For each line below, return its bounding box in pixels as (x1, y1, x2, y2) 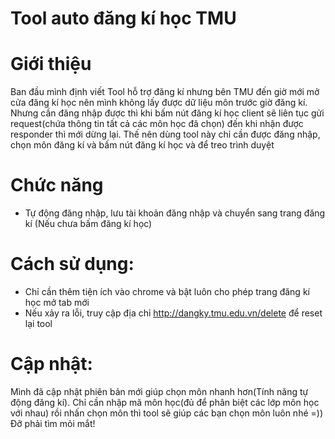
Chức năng (10, 174, 104, 197)
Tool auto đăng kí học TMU (10, 7, 237, 30)
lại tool (24, 318, 53, 329)
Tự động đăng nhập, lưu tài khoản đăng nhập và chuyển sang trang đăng (24, 207, 326, 219)
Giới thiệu (10, 53, 92, 76)
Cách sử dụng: (10, 253, 135, 276)
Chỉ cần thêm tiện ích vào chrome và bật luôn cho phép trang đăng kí (24, 286, 310, 297)
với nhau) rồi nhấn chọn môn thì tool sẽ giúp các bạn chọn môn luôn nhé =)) (10, 407, 323, 419)
